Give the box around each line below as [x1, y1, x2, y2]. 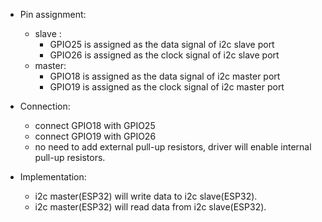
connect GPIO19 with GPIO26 [34, 130, 157, 142]
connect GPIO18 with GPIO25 [34, 120, 156, 131]
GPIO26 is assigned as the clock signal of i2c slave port [49, 49, 280, 61]
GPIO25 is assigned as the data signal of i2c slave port [49, 39, 275, 50]
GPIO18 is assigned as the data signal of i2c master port [49, 70, 281, 82]
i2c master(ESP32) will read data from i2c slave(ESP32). [34, 201, 267, 213]
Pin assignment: [19, 9, 87, 20]
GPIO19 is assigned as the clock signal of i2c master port [49, 81, 285, 93]
